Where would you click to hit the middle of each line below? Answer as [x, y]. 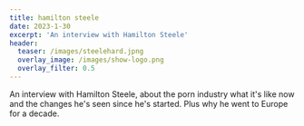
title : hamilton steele [54, 18]
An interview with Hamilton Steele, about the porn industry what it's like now [152, 94]
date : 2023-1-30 [40, 26]
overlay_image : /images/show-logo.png [91, 60]
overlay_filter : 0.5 [56, 69]
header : [24, 43]
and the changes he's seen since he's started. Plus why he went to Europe [149, 103]
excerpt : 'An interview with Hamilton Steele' [99, 34]
